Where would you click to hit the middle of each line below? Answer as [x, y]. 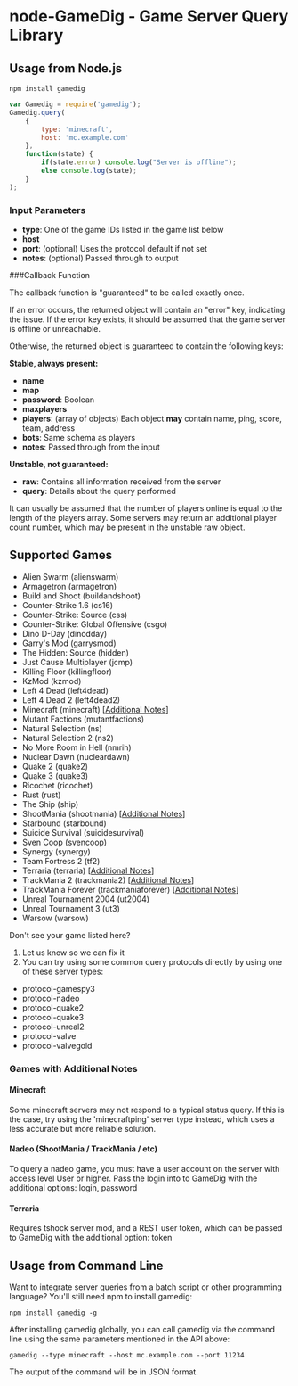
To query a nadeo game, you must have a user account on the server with [145, 1169]
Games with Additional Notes [73, 1068]
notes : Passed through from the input [91, 447]
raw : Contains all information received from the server [121, 481]
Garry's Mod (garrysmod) [69, 643]
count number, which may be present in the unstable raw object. [127, 527]
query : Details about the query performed [99, 491]
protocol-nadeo [51, 998]
